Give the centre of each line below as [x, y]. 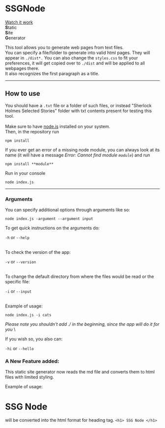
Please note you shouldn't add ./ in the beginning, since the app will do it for [82, 324]
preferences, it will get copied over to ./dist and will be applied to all [75, 63]
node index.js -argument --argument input [49, 219]
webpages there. [22, 68]
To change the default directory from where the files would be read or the [80, 276]
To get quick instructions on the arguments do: [52, 228]
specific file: [18, 282]
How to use [23, 94]
